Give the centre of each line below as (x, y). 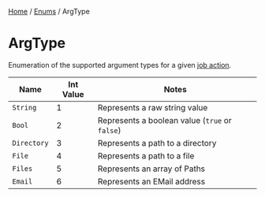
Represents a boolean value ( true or (164, 120)
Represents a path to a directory (157, 143)
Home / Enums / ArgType (49, 11)
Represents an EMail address (151, 181)
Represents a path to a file (146, 155)
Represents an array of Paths (151, 169)
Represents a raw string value (153, 107)
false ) (109, 130)
